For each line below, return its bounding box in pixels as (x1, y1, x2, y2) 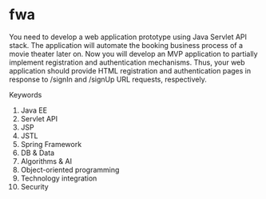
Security (20, 181, 49, 191)
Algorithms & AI (20, 156, 73, 165)
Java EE (20, 105, 47, 115)
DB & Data (20, 148, 55, 157)
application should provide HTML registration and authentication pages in (9, 66, 251, 75)
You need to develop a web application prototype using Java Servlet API (9, 32, 247, 42)
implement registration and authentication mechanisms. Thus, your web (9, 58, 246, 67)
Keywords (9, 90, 42, 99)
